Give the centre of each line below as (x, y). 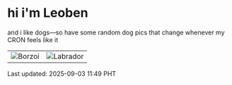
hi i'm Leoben (48, 13)
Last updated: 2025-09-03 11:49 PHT (62, 73)
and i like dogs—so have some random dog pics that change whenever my (116, 32)
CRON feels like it (33, 39)
